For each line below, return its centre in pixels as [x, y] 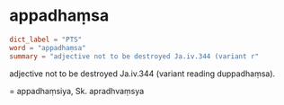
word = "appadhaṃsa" [48, 48]
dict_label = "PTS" [46, 39]
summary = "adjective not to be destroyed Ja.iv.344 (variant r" [134, 56]
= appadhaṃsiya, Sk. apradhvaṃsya [77, 91]
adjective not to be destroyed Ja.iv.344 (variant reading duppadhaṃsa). [142, 74]
